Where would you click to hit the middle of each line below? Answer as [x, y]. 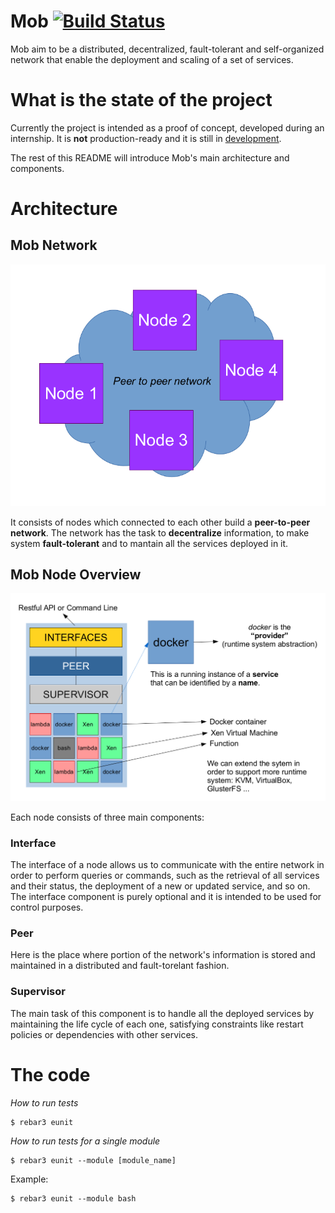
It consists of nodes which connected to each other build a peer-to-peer [160, 522]
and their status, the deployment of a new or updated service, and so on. [160, 886]
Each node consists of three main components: [107, 817]
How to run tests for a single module [85, 1141]
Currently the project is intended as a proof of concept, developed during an [167, 127]
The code [50, 1074]
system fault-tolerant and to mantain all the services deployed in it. [149, 543]
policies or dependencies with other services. [104, 1034]
